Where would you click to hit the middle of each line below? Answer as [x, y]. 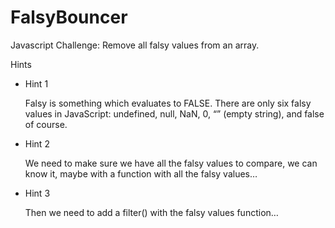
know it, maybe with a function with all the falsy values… [141, 173]
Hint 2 [37, 143]
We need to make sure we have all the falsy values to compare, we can [171, 163]
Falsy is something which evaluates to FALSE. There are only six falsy [168, 103]
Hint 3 [37, 193]
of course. [46, 124]
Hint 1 [36, 83]
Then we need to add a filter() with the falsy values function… [151, 212]
